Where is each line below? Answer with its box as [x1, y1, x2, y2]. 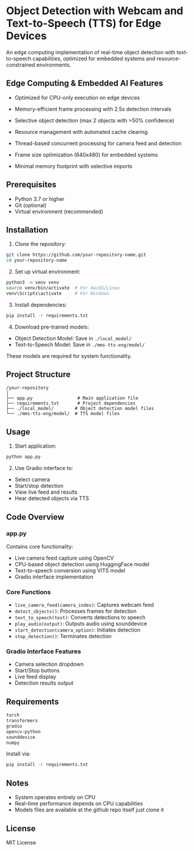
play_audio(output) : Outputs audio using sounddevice [14, 620, 147, 627]
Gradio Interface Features [6, 648, 81, 656]
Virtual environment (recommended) [14, 208, 103, 215]
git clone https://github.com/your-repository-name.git [6, 252, 146, 258]
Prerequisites [6, 180, 57, 190]
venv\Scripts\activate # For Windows [6, 290, 110, 296]
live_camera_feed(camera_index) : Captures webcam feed [14, 602, 154, 609]
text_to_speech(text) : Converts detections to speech [14, 614, 146, 621]
